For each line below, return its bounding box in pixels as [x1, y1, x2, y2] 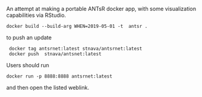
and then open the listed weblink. [6, 84, 90, 91]
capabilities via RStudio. [6, 12, 67, 19]
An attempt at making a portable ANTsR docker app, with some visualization [6, 5, 197, 12]
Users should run [6, 62, 50, 69]
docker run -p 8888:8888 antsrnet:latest [6, 73, 113, 79]
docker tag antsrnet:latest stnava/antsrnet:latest [8, 45, 143, 52]
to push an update [6, 34, 52, 41]
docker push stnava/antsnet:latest [8, 51, 102, 57]
